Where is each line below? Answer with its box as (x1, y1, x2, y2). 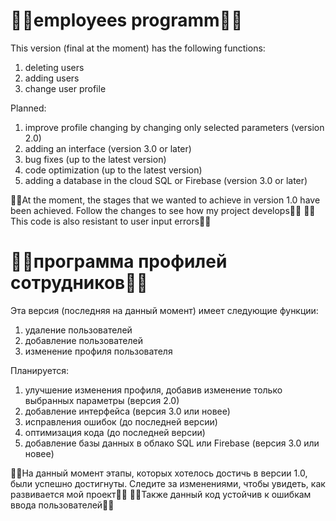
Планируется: (10, 364, 69, 376)
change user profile (24, 82, 107, 94)
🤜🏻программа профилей (10, 250, 228, 273)
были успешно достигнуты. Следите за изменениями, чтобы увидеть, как (10, 477, 326, 489)
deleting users (24, 61, 85, 73)
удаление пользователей (24, 324, 133, 336)
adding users (24, 72, 80, 84)
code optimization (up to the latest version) (24, 164, 203, 176)
